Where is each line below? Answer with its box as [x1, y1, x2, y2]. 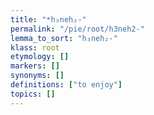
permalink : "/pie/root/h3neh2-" [10, 24, 145, 34]
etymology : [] [10, 52, 70, 62]
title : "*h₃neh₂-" [10, 14, 87, 25]
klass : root [10, 42, 60, 53]
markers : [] [10, 61, 60, 71]
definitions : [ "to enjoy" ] [10, 80, 123, 90]
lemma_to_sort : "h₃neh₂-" [10, 33, 118, 43]
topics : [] [10, 89, 56, 99]
